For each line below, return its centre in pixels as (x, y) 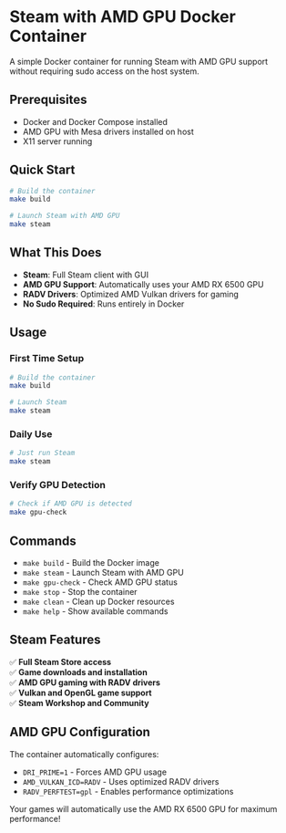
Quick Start (42, 170)
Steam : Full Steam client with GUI (85, 275)
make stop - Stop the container (80, 591)
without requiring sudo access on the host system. (104, 71)
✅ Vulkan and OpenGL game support (81, 692)
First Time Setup (47, 359)
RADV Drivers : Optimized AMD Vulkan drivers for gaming (131, 294)
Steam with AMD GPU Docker (123, 17)
